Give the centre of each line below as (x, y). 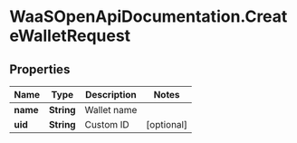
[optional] (167, 124)
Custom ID (107, 124)
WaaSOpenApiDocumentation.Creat (148, 17)
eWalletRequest (70, 36)
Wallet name (111, 110)
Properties (40, 69)
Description (111, 95)
